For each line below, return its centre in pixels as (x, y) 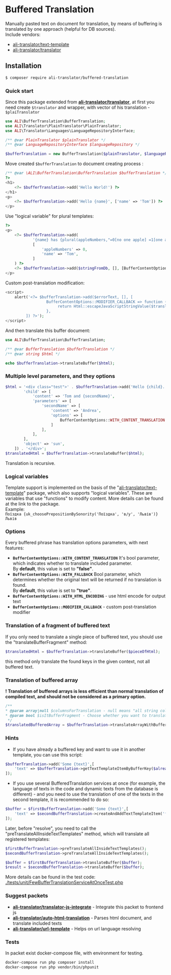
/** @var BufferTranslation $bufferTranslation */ (60, 349)
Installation (23, 66)
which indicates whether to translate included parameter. (72, 563)
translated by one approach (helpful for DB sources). (61, 29)
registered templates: (27, 839)
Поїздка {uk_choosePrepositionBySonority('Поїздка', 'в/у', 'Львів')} (82, 514)
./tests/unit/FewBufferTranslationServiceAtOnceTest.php (64, 882)
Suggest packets (27, 896)
